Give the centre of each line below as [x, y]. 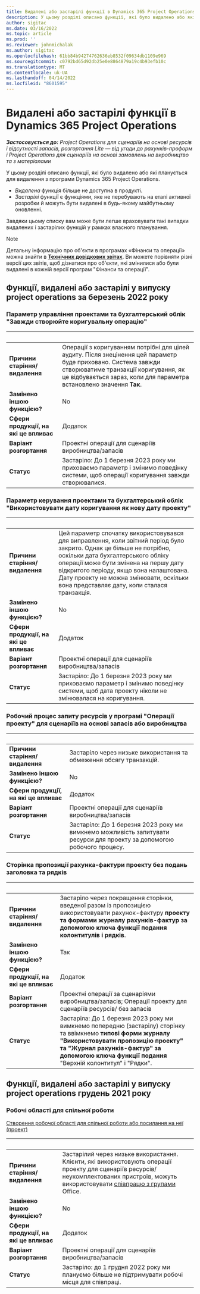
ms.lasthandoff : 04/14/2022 [41, 78]
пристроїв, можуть [149, 1177]
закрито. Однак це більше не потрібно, [115, 548]
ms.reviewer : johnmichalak [40, 45]
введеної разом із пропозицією [105, 905]
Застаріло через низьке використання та [129, 753]
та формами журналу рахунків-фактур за [124, 920]
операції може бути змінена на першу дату [121, 563]
